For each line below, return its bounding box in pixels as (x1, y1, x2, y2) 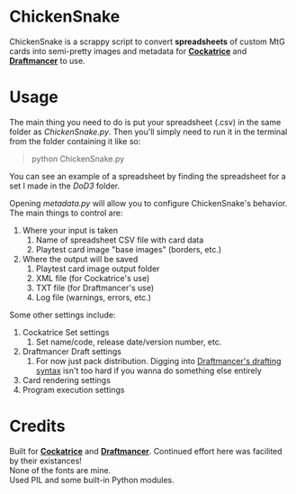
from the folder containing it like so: (9, 135, 141, 146)
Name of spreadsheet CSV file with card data (35, 234, 204, 245)
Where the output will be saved (22, 253, 139, 264)
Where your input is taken (22, 224, 119, 235)
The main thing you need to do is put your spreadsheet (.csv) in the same (9, 116, 282, 127)
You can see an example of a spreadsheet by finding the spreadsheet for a (9, 170, 286, 181)
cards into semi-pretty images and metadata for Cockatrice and (9, 45, 247, 56)
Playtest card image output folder (35, 263, 160, 274)
